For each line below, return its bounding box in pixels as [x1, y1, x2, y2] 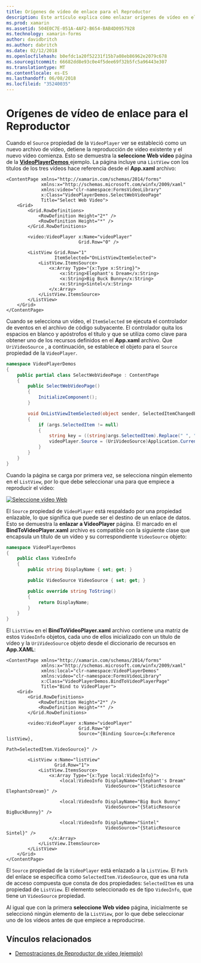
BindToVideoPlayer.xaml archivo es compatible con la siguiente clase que [6, 526, 190, 534]
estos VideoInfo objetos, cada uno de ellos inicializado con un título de [6, 633, 181, 641]
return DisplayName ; [38, 599, 90, 605]
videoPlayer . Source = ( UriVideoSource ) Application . [48, 438, 181, 444]
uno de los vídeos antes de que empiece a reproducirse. [6, 916, 145, 924]
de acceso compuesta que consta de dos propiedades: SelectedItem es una [6, 880, 194, 887]
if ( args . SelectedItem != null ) [38, 422, 119, 428]
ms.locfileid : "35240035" [6, 81, 71, 87]
